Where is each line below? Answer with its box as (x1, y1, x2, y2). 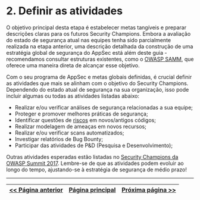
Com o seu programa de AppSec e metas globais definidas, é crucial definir (6, 73, 192, 80)
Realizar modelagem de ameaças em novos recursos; (14, 123, 147, 130)
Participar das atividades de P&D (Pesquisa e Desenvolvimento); (14, 142, 173, 149)
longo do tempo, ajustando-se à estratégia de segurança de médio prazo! (6, 165, 187, 173)
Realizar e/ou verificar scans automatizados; (14, 129, 124, 136)
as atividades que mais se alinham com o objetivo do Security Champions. (6, 79, 189, 87)
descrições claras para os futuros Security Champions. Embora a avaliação (6, 30, 191, 37)
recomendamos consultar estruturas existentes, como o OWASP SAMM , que (6, 55, 194, 62)
